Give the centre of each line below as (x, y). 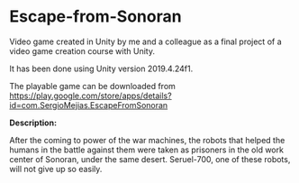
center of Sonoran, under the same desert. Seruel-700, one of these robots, (150, 159)
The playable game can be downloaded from (92, 86)
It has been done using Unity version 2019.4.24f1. (101, 69)
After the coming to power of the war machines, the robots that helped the (147, 140)
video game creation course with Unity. (82, 50)
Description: (33, 123)
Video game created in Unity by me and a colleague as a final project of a (145, 41)
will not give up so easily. (56, 169)
